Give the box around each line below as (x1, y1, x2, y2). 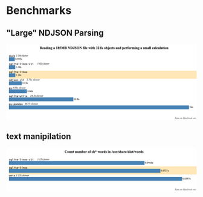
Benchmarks (6, 4, 72, 18)
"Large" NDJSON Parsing (6, 28, 104, 38)
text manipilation (6, 131, 71, 142)
